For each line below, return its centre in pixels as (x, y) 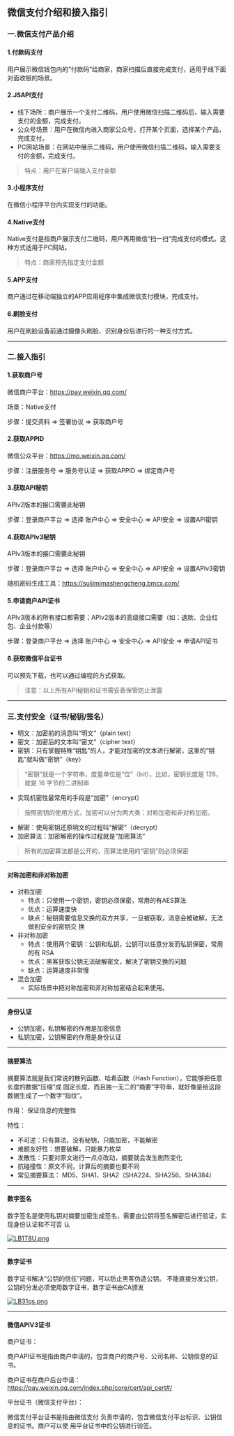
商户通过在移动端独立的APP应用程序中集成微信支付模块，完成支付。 (105, 296)
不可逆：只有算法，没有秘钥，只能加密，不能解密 (87, 1140)
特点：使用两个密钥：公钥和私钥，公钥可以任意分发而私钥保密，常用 (125, 944)
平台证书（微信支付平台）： (45, 1402)
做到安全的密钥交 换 (56, 927)
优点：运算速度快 (52, 909)
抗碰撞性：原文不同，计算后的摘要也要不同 (78, 1166)
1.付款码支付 (25, 52)
